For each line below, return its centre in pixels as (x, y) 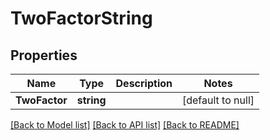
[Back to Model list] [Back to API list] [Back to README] (125, 125)
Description (144, 83)
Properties (44, 55)
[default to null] (218, 100)
